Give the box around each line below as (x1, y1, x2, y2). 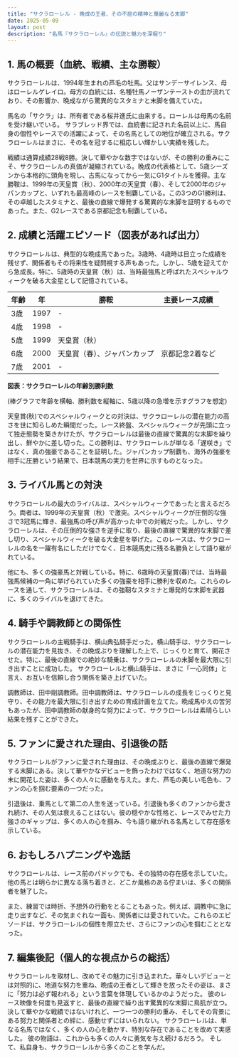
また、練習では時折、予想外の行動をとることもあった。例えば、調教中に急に (7, 902, 232, 911)
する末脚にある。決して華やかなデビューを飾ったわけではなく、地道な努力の (7, 766, 232, 775)
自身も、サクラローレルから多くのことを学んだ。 (26, 1042, 169, 1051)
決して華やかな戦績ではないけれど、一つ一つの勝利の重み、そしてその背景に (7, 1007, 231, 1015)
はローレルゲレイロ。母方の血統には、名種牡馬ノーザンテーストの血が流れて (7, 87, 231, 96)
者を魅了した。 (7, 887, 51, 896)
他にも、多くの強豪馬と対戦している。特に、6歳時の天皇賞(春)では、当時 (7, 567, 221, 576)
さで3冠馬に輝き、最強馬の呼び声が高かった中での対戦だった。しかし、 (7, 517, 217, 525)
